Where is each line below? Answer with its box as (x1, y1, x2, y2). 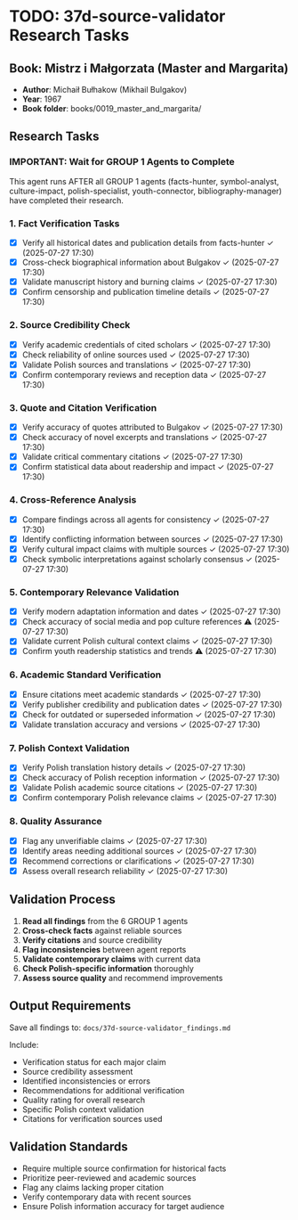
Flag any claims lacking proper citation (21, 1182, 165, 1192)
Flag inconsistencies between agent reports (21, 944, 187, 954)
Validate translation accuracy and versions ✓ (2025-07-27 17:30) (21, 719, 261, 730)
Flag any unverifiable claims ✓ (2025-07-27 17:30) (21, 835, 207, 846)
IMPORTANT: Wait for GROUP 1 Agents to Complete (9, 156, 235, 168)
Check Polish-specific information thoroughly (21, 962, 194, 973)
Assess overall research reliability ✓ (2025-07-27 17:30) (21, 866, 229, 876)
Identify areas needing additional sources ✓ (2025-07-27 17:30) (21, 845, 257, 856)
